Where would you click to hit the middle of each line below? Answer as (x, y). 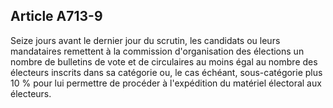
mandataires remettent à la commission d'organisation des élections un (157, 51)
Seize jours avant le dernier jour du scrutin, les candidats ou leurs (145, 40)
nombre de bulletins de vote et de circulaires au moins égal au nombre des (164, 61)
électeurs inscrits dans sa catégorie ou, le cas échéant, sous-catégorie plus (166, 72)
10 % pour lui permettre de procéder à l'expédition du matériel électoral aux (166, 83)
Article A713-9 (56, 16)
